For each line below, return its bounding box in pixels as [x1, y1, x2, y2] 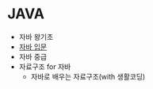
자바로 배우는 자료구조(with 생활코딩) [30, 72, 146, 81]
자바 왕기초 [18, 32, 54, 41]
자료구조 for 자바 [18, 61, 71, 72]
